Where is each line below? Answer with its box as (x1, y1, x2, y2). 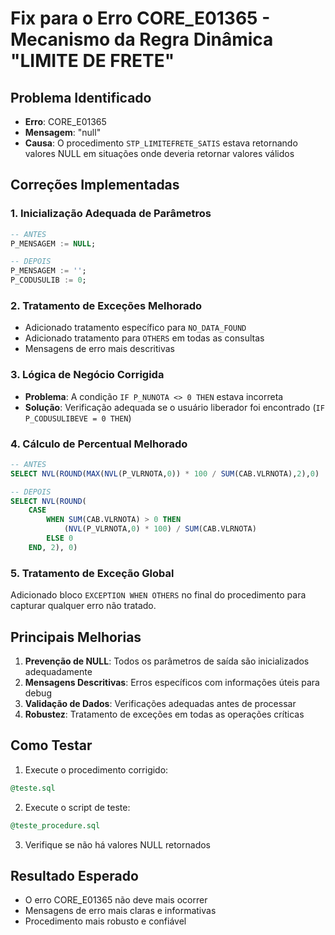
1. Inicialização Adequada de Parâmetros (10, 207, 212, 221)
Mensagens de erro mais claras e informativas (24, 905, 217, 917)
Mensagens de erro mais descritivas (24, 343, 175, 355)
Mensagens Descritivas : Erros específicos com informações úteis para (24, 676, 320, 688)
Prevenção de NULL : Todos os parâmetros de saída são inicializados (24, 655, 310, 667)
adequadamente (24, 665, 93, 677)
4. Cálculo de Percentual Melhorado (10, 437, 188, 451)
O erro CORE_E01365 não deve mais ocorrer (24, 894, 208, 906)
